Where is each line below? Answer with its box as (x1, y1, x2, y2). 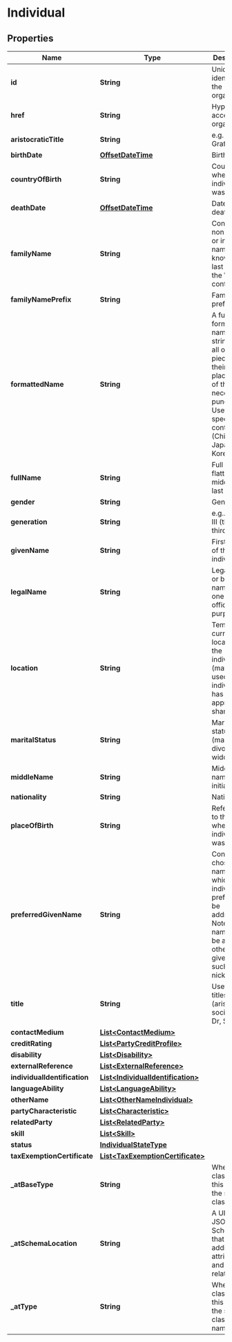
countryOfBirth (10, 174, 62, 184)
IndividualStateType (99, 1140, 167, 1150)
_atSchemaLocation (10, 1239, 77, 1248)
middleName (10, 772, 54, 781)
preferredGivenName (10, 910, 82, 919)
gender (10, 497, 35, 507)
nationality (10, 792, 47, 801)
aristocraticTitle (10, 135, 64, 144)
